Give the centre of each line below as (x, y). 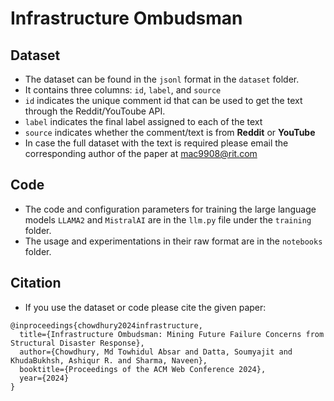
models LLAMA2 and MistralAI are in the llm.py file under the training (168, 219)
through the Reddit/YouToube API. (95, 111)
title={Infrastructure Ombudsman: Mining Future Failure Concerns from (172, 334)
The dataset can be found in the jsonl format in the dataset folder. (162, 79)
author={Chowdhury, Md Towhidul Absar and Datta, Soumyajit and (156, 352)
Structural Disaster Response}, (77, 343)
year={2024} (44, 378)
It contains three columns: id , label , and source (123, 90)
